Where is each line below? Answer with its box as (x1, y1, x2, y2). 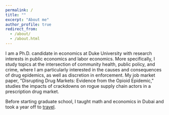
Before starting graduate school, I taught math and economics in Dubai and (5, 98, 164, 104)
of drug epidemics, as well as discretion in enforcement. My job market (5, 72, 155, 78)
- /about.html (10, 36, 40, 42)
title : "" (5, 12, 27, 17)
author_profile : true (5, 22, 52, 27)
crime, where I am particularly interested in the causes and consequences (5, 66, 162, 72)
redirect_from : (5, 27, 38, 32)
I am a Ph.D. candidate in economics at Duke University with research (5, 50, 152, 56)
